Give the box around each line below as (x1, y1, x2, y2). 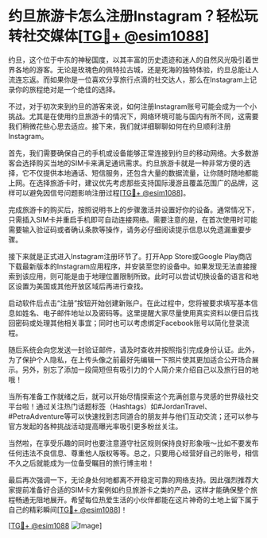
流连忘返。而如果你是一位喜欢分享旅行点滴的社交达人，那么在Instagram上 (8, 75, 250, 84)
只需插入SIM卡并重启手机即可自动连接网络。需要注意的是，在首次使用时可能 (8, 215, 258, 224)
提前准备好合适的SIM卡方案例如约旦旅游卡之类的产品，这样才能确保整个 (14, 485, 251, 494)
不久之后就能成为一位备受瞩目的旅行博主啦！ (8, 458, 155, 467)
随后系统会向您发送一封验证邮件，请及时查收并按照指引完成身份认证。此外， (8, 345, 259, 354)
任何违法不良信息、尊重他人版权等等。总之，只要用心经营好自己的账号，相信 (8, 448, 259, 458)
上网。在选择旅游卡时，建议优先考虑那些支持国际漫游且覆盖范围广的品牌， (8, 178, 252, 188)
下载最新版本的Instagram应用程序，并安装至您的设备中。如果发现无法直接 (8, 261, 250, 271)
